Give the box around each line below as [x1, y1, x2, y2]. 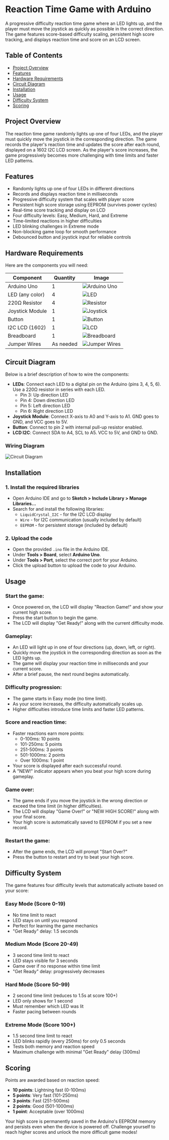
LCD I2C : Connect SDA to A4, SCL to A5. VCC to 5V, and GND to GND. [12, 430, 158, 436]
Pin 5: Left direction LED [20, 403, 71, 409]
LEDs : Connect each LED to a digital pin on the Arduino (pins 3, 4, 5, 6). [12, 381, 161, 387]
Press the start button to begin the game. [12, 615, 98, 621]
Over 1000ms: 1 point [20, 757, 64, 763]
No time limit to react [12, 912, 57, 918]
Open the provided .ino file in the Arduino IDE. [12, 546, 109, 552]
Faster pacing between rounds [12, 1009, 77, 1015]
